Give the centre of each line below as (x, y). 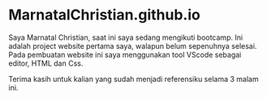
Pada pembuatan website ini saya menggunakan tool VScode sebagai (125, 54)
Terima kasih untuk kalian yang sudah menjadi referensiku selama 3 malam (133, 79)
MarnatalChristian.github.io (104, 15)
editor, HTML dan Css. (46, 63)
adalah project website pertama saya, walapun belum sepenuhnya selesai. (133, 45)
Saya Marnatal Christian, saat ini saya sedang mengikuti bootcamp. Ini (126, 37)
